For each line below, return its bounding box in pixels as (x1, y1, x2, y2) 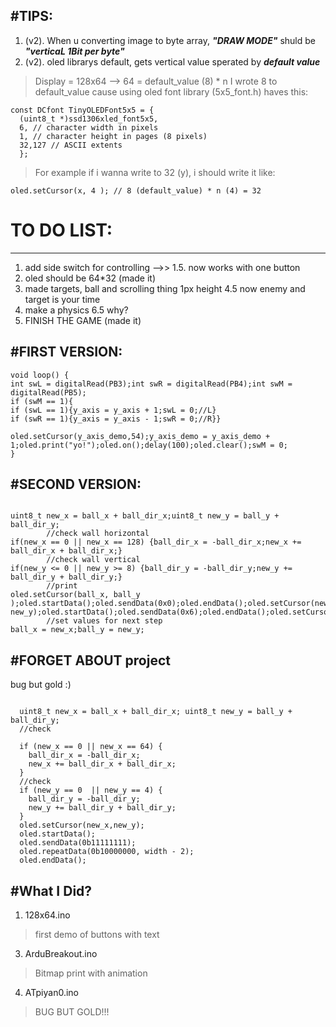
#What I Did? (10, 882, 93, 899)
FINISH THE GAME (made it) (24, 314, 142, 326)
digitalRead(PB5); (10, 387, 87, 398)
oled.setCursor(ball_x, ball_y (10, 590, 141, 600)
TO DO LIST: (10, 219, 113, 241)
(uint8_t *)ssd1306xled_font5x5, (19, 114, 159, 124)
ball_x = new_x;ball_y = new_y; (10, 625, 145, 635)
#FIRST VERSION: (10, 344, 123, 361)
